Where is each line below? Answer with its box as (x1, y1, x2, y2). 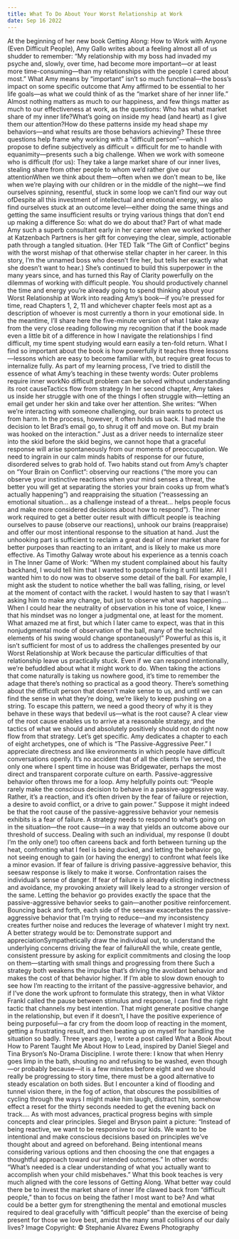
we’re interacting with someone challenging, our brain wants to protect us (7, 407, 223, 415)
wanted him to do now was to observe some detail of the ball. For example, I (7, 573, 231, 582)
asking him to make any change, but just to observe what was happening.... (7, 595, 229, 605)
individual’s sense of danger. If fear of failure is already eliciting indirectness (7, 876, 230, 884)
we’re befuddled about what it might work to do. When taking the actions (7, 664, 221, 672)
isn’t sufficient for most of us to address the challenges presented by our (7, 641, 221, 649)
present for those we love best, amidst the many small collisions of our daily (7, 1216, 230, 1224)
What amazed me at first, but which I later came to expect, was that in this (7, 618, 225, 627)
